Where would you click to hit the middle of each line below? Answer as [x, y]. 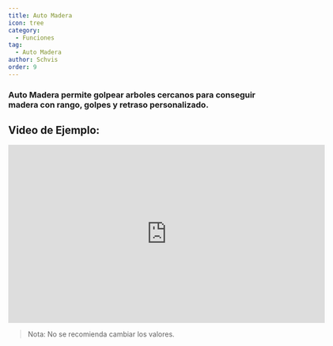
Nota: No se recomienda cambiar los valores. [101, 334]
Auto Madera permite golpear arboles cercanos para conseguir [132, 94]
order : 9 [23, 67]
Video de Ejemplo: [54, 130]
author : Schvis [33, 60]
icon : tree [26, 23]
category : [25, 30]
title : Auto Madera [40, 15]
